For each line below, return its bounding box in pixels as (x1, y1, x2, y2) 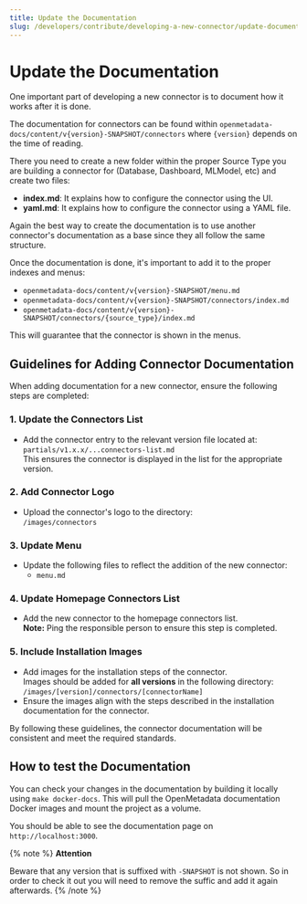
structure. (9, 239, 47, 251)
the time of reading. (9, 138, 84, 149)
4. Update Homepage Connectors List (9, 593, 181, 605)
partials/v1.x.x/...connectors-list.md (22, 445, 175, 455)
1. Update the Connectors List (9, 413, 143, 426)
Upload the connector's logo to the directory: (22, 506, 194, 517)
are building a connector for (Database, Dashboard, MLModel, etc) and (9, 165, 277, 176)
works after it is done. (9, 101, 91, 112)
